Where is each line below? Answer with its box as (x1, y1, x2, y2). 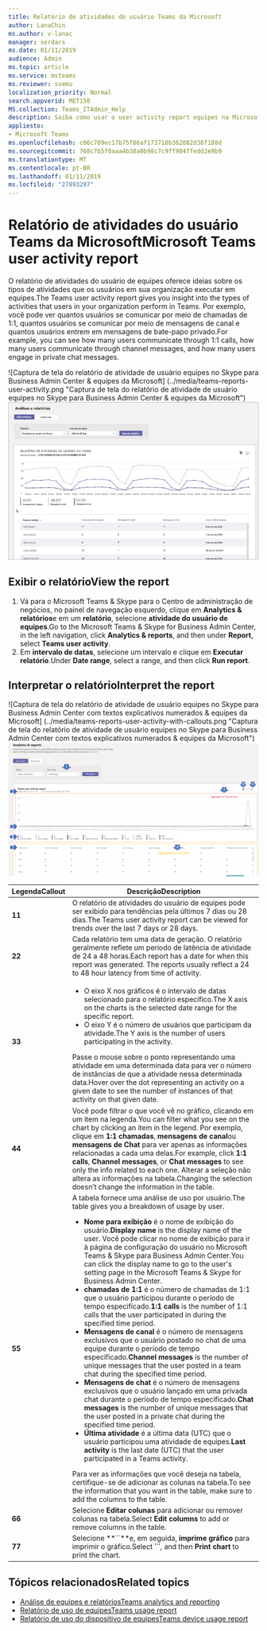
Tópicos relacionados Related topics (8, 1576, 190, 1590)
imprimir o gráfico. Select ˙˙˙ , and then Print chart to (72, 1542, 240, 1551)
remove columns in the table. (72, 1523, 167, 1532)
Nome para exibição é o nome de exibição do (83, 1216, 234, 1226)
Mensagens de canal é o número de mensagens (83, 1326, 244, 1336)
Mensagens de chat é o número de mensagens (83, 1377, 240, 1387)
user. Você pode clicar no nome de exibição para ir (83, 1234, 250, 1243)
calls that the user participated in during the (83, 1309, 226, 1319)
